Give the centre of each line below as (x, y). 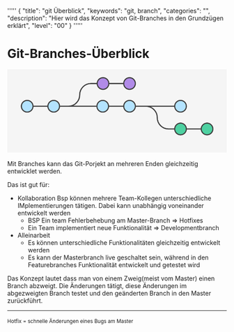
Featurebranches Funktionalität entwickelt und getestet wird (114, 265)
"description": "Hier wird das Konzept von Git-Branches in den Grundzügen (116, 18)
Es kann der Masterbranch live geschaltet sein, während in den (118, 257)
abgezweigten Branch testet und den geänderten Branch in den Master (109, 294)
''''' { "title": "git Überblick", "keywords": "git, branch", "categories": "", (109, 11)
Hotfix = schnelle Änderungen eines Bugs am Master (70, 322)
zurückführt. (25, 301)
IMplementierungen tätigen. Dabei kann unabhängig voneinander (110, 206)
